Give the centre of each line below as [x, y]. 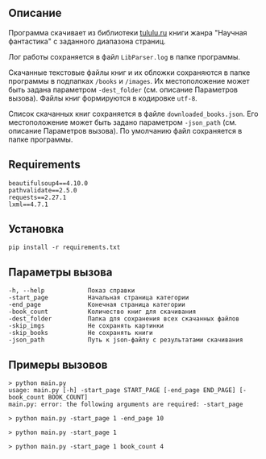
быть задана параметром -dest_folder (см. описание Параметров [123, 89]
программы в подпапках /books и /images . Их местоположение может [129, 81]
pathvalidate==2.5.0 [43, 190]
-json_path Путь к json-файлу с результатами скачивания [126, 340]
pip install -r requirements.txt [64, 248]
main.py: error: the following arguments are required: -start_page [126, 405]
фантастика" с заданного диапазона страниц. [87, 41]
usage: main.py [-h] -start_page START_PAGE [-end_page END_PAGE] [122, 391]
